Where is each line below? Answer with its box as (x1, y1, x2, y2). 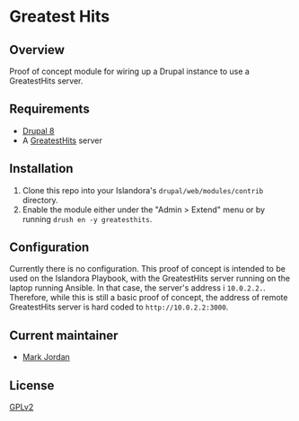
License (9, 378, 55, 393)
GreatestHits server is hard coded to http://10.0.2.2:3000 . (9, 301, 229, 312)
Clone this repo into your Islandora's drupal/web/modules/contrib (22, 184, 264, 195)
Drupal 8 (22, 125, 56, 136)
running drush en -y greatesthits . (22, 213, 153, 224)
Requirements (9, 102, 90, 117)
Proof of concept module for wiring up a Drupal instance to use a (9, 66, 250, 76)
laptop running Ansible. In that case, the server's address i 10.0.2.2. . (9, 282, 267, 293)
